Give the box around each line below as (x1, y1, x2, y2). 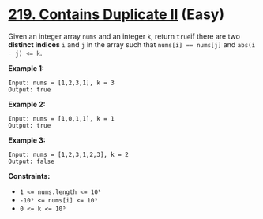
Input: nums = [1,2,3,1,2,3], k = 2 (8, 150, 129, 158)
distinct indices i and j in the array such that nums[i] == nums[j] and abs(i (8, 39, 256, 49)
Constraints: (8, 171, 51, 180)
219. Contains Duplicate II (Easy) (8, 6, 225, 24)
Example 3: (8, 135, 46, 145)
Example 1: (8, 63, 45, 72)
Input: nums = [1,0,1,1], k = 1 (8, 114, 115, 123)
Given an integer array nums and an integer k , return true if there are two (8, 32, 241, 41)
